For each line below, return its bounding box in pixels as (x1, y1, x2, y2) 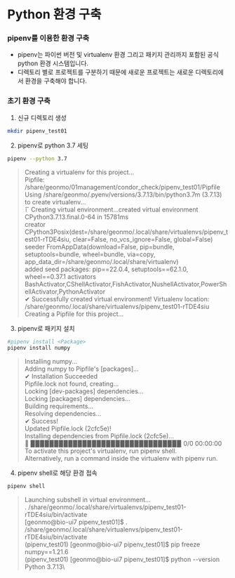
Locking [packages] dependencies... (24, 395, 131, 403)
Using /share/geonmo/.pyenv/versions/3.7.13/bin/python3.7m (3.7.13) (24, 190, 222, 199)
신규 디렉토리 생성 (17, 113, 67, 121)
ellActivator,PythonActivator (24, 287, 106, 296)
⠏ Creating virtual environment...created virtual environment (24, 205, 199, 214)
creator (24, 220, 46, 228)
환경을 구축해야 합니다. (25, 77, 88, 85)
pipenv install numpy (7, 345, 71, 352)
